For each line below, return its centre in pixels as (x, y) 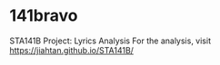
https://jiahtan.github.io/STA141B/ (72, 50)
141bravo (44, 16)
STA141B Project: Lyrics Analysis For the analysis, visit (110, 41)
